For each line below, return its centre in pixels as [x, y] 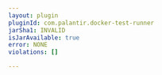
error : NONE [28, 45]
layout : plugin [33, 15]
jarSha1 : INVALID [37, 30]
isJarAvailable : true [44, 37]
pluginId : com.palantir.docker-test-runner [81, 23]
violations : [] [33, 52]
